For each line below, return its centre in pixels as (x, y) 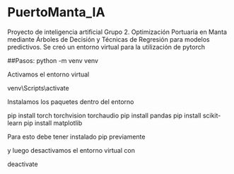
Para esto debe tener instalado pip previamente (76, 137)
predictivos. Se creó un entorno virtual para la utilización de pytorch (106, 47)
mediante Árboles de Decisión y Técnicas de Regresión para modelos (109, 39)
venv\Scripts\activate (38, 88)
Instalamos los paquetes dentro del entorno (71, 101)
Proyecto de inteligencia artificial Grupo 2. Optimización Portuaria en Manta (117, 32)
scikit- (212, 115)
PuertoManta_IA (56, 12)
